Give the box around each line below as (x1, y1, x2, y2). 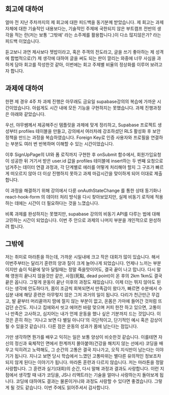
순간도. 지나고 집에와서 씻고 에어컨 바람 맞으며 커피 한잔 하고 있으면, (14, 305, 148, 311)
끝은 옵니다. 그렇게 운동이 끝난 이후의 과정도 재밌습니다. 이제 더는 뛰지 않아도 (5, 279, 156, 285)
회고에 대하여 (5, 5, 44, 14)
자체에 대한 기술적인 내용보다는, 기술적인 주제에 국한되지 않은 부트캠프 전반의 (5, 25, 156, 31)
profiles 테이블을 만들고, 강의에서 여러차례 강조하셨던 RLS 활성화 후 (18, 128, 151, 134)
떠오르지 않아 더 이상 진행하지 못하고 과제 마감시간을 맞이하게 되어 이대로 (10, 170, 153, 176)
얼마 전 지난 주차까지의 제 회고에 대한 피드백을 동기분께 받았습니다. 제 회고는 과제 (5, 19, 164, 25)
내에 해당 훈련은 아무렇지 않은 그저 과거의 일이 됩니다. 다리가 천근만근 (14, 292, 150, 298)
